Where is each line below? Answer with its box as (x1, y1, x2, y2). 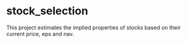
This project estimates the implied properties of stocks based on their (6, 24, 181, 31)
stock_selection (6, 4, 88, 18)
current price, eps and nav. (6, 30, 74, 37)
